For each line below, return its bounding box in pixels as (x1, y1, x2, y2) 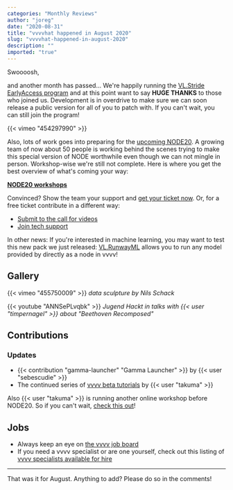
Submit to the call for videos (17, 214, 98, 222)
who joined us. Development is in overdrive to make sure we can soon (7, 96, 207, 104)
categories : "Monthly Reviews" (7, 10, 98, 17)
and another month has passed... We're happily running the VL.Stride (7, 81, 205, 89)
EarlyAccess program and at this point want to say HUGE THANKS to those (7, 88, 222, 97)
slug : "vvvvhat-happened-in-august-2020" (7, 36, 129, 43)
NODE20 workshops (7, 180, 67, 189)
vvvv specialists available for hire (17, 455, 112, 463)
